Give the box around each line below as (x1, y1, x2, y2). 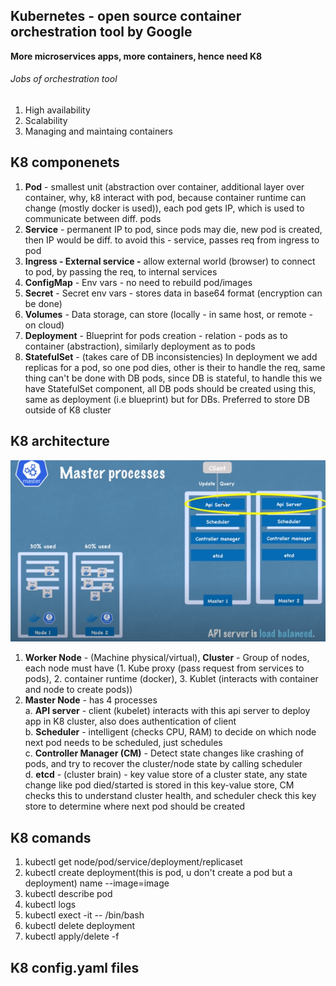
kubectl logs (24, 899, 77, 911)
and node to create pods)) (24, 684, 133, 696)
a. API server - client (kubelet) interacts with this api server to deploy (24, 705, 311, 717)
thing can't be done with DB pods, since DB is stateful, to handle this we (24, 372, 323, 384)
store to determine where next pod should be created (24, 800, 246, 813)
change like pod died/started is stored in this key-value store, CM (24, 779, 295, 791)
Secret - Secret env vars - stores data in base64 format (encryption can (24, 287, 323, 299)
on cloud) (24, 319, 65, 331)
